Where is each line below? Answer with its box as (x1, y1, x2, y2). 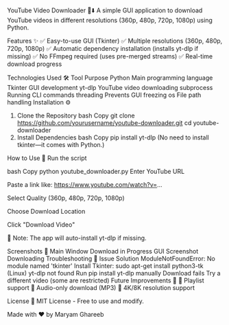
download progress (7, 60, 62, 68)
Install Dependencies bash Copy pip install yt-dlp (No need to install (16, 133, 209, 142)
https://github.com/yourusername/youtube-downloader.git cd (16, 119, 192, 126)
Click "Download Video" (7, 221, 75, 229)
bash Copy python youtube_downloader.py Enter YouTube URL (7, 168, 185, 175)
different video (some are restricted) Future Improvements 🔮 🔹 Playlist (7, 276, 204, 284)
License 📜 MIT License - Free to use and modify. (7, 297, 144, 305)
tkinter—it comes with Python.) (16, 141, 105, 148)
